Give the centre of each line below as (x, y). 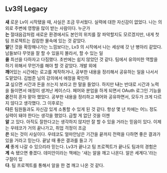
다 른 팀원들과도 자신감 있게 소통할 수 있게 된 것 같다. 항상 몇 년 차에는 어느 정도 (82, 109)
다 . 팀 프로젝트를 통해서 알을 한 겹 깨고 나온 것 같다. (55, 165)
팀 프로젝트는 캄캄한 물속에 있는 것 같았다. (46, 40)
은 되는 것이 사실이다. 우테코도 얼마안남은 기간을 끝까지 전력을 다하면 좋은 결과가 (83, 134)
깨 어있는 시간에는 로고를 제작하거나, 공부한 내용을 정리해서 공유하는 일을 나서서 (82, 72)
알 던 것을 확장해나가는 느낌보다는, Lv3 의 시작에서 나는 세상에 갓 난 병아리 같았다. (84, 47)
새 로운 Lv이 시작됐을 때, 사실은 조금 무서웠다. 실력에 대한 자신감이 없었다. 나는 (81, 22)
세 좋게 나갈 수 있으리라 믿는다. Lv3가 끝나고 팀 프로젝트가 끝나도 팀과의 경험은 (81, 147)
